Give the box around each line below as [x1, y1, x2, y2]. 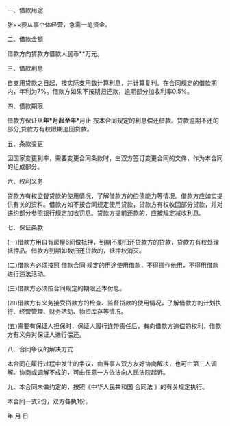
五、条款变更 [7, 140, 43, 147]
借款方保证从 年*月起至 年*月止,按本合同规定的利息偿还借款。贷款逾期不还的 [7, 116, 219, 125]
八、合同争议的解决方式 [7, 345, 73, 353]
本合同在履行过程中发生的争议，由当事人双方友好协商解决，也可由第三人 [7, 360, 211, 368]
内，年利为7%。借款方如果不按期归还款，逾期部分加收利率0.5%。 [7, 88, 194, 95]
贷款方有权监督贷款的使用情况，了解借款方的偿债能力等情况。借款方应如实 [7, 192, 217, 200]
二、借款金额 [7, 35, 43, 43]
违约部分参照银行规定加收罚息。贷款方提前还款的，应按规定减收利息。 [7, 209, 205, 217]
